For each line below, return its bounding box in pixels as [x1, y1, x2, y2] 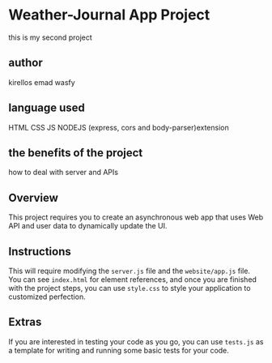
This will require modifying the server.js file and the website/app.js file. [8, 266, 251, 275]
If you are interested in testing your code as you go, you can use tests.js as [8, 336, 264, 346]
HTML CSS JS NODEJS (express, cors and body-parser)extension [8, 122, 229, 132]
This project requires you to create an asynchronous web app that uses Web [8, 212, 264, 222]
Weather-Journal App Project [8, 6, 210, 24]
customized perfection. [8, 292, 87, 301]
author [8, 56, 43, 70]
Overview [8, 190, 59, 204]
